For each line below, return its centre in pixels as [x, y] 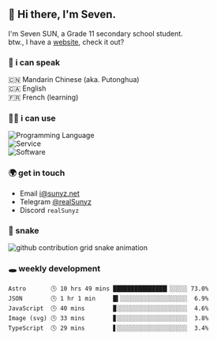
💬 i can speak [34, 62]
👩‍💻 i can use [32, 118]
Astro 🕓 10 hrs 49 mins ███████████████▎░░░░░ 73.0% [108, 289]
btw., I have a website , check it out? [66, 42]
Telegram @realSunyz [56, 201]
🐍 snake [24, 230]
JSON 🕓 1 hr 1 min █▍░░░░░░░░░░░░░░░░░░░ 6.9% [108, 299]
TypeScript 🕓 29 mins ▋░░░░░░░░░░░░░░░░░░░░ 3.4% [108, 328]
